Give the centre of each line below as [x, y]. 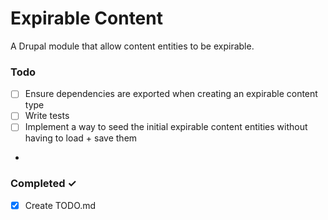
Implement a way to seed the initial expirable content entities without [166, 127]
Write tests [47, 116]
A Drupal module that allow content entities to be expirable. [132, 46]
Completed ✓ [43, 184]
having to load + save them [81, 138]
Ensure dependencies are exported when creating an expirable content [171, 94]
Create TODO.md [60, 205]
